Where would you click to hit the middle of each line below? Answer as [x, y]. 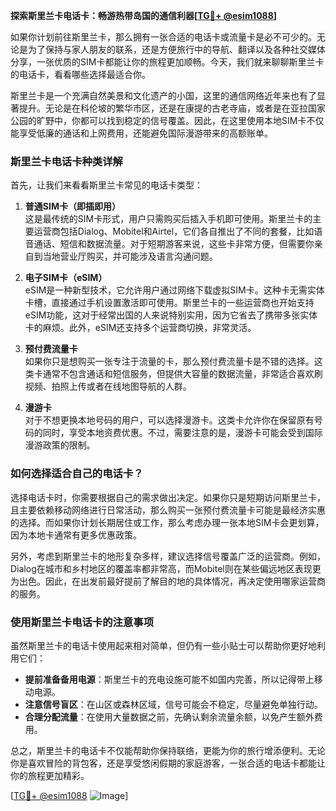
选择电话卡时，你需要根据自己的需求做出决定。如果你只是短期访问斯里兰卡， [168, 497]
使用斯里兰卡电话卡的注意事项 [82, 622]
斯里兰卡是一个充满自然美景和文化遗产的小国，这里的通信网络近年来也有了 [163, 95]
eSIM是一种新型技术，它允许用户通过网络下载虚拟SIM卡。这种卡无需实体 [174, 290]
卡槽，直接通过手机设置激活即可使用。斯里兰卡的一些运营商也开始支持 [169, 303]
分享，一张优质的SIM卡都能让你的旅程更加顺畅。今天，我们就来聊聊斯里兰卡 [167, 62]
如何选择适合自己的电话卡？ [77, 474]
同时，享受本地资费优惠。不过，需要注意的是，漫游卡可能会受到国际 [182, 433]
